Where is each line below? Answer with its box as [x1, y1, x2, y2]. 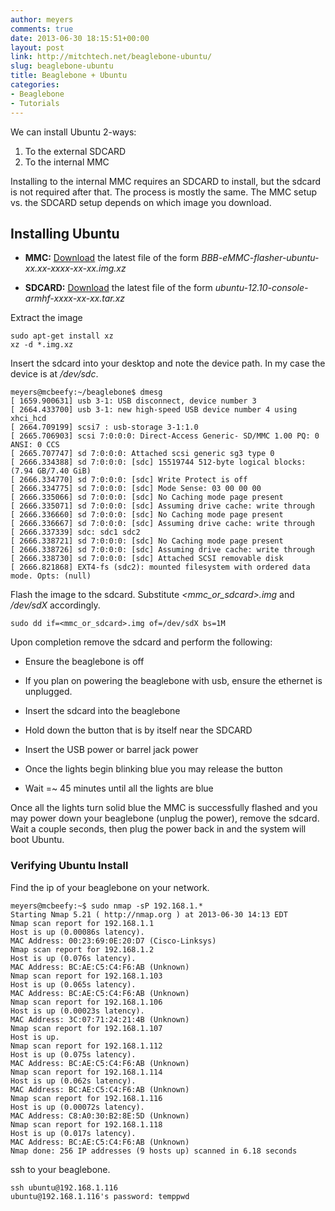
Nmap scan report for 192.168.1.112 [10, 1041, 163, 1051]
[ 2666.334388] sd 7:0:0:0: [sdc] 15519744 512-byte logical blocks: [10, 457, 307, 468]
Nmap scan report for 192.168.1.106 [10, 997, 163, 1007]
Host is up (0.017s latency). [10, 1128, 137, 1138]
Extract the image [10, 312, 83, 324]
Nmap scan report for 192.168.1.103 [10, 971, 163, 981]
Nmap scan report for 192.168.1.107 [10, 1023, 163, 1033]
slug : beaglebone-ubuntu [10, 61, 114, 71]
